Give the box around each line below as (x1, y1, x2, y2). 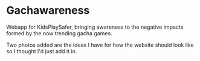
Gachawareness (6, 4, 90, 17)
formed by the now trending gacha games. (6, 29, 113, 36)
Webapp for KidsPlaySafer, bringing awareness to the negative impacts (6, 23, 184, 30)
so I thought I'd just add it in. (6, 47, 77, 54)
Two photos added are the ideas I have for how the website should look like (6, 41, 195, 48)
